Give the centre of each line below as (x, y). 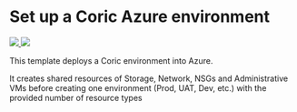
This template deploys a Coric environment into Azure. (111, 60)
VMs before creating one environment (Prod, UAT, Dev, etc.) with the (138, 87)
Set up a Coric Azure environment (140, 17)
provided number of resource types (76, 97)
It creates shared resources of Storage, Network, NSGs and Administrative (149, 78)
